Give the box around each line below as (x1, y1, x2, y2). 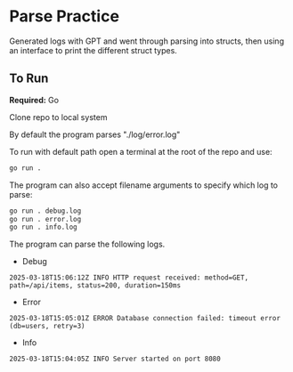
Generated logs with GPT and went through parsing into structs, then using (9, 36, 285, 46)
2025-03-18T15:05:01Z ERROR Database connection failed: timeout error (9, 314, 281, 323)
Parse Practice (9, 6, 120, 27)
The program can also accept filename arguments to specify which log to (9, 180, 279, 190)
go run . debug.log (9, 206, 82, 215)
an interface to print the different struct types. (9, 44, 178, 55)
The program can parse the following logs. (9, 239, 166, 250)
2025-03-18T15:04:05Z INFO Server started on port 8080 (9, 354, 221, 364)
